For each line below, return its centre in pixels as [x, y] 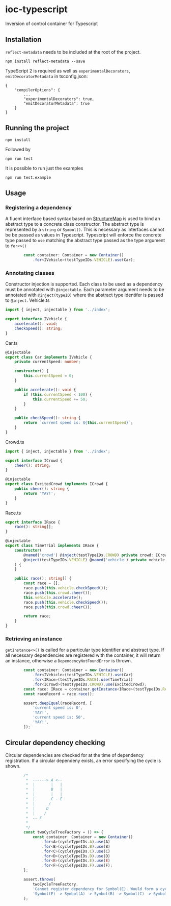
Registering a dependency [39, 207]
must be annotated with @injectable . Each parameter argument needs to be [85, 290]
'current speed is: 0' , [58, 708]
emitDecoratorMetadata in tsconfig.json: [47, 76]
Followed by [18, 149]
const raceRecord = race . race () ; [59, 694]
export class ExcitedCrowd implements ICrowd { [57, 484]
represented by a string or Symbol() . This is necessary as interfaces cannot [85, 230]
